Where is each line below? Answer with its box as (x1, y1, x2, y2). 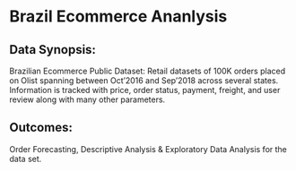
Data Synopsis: (9, 42, 97, 57)
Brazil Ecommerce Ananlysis (9, 6, 228, 27)
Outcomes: (9, 120, 74, 135)
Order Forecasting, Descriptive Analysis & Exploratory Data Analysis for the (9, 143, 287, 154)
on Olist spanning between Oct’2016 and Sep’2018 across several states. (9, 75, 279, 86)
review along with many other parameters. (9, 94, 166, 105)
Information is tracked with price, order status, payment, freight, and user (9, 85, 281, 95)
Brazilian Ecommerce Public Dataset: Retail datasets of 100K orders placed (9, 65, 285, 76)
